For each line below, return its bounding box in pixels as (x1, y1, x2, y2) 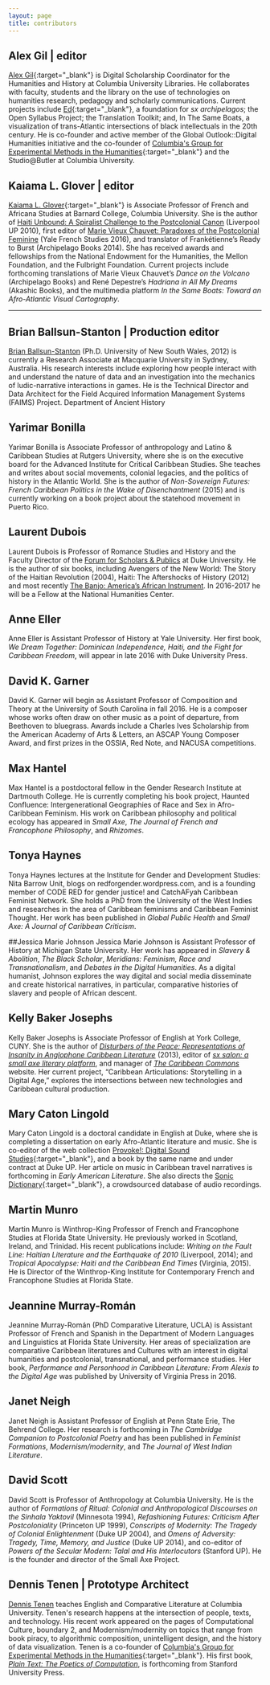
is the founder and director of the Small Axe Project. (8, 1554, 181, 1564)
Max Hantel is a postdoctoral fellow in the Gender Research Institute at (8, 783, 242, 792)
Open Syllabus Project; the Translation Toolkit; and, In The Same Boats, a (8, 113, 251, 123)
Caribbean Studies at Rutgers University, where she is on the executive (8, 451, 243, 460)
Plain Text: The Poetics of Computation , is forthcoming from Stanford (8, 1658, 239, 1668)
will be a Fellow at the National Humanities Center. (8, 589, 174, 599)
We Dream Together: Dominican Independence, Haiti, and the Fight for (8, 642, 243, 652)
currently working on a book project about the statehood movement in (8, 493, 241, 503)
